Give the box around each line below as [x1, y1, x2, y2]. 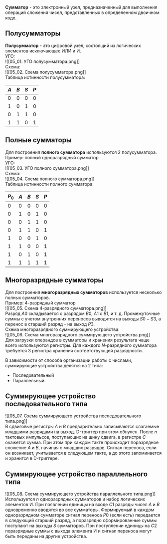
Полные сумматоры [5, 136, 72, 144]
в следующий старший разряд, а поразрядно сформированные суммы [5, 518, 157, 524]
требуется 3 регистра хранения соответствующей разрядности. [5, 347, 143, 353]
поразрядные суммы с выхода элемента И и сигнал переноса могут [5, 528, 152, 534]
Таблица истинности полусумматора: [5, 74, 86, 80]
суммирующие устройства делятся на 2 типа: [5, 362, 103, 368]
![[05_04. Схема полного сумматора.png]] [5, 176, 95, 182]
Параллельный [12, 377, 45, 383]
